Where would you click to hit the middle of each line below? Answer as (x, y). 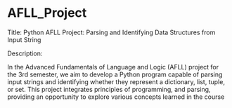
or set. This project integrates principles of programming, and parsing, (109, 89)
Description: (25, 53)
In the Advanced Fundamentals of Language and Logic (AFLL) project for (113, 67)
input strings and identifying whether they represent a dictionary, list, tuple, (116, 81)
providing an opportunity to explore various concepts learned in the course (116, 97)
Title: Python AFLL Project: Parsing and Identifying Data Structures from (111, 32)
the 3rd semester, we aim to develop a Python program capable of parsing (115, 74)
